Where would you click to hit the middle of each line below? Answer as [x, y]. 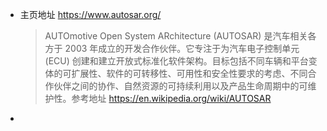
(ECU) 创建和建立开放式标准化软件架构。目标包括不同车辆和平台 [176, 61]
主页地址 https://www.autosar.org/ [90, 14]
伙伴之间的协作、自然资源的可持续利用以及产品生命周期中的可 [180, 86]
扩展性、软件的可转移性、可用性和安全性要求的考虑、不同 [189, 73]
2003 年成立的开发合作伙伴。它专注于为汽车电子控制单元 [182, 48]
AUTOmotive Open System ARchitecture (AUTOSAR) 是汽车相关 [176, 36]
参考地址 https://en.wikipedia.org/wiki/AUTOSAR [171, 98]
